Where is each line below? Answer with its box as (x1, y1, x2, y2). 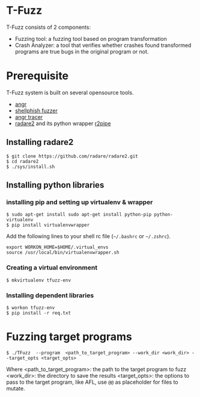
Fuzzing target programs (6, 330, 132, 343)
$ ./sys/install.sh (6, 164, 55, 170)
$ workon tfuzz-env (6, 304, 55, 310)
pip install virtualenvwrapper (11, 222, 90, 229)
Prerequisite (6, 69, 69, 83)
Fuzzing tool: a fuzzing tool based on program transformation (14, 35, 167, 42)
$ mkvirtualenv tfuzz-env (6, 277, 71, 283)
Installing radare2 (6, 137, 74, 147)
